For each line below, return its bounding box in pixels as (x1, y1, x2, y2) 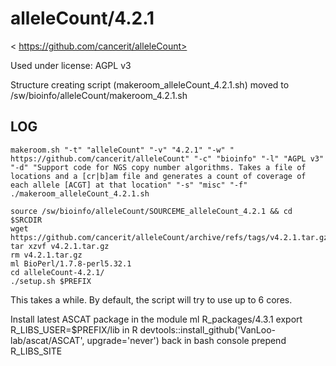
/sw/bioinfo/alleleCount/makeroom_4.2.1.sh (10, 89, 188, 101)
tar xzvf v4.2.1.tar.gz (10, 241, 110, 251)
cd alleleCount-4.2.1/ (10, 267, 105, 277)
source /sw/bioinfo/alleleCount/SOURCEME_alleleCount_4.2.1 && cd (10, 206, 293, 216)
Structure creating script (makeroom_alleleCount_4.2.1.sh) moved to (10, 78, 290, 91)
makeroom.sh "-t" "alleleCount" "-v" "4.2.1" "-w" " (10, 145, 235, 155)
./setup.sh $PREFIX (10, 276, 92, 286)
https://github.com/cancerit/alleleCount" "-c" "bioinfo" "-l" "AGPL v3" (10, 153, 325, 164)
